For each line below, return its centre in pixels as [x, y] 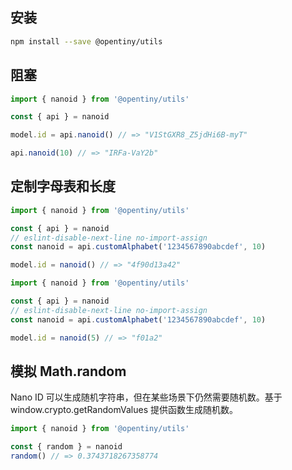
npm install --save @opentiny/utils [86, 41]
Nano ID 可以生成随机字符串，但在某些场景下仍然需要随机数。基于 [146, 397]
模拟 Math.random [68, 371]
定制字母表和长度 [63, 186]
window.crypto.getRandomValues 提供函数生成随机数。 [124, 410]
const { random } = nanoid [66, 447]
